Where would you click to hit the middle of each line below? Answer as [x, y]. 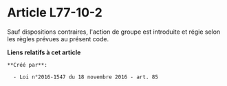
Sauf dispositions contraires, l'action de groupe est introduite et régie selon [114, 32]
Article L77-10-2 [55, 13]
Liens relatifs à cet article [44, 52]
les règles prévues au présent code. [58, 39]
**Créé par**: [28, 65]
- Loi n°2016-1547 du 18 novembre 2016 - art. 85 [86, 77]
